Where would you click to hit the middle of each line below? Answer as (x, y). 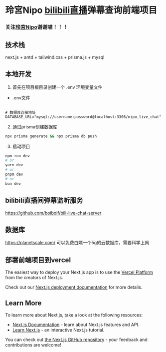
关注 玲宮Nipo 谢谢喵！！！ (37, 27)
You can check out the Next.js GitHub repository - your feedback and (77, 340)
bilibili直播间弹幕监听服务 (44, 200)
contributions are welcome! (33, 345)
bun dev (13, 183)
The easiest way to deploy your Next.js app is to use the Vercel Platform (79, 272)
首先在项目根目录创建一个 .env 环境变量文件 (57, 87)
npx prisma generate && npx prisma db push (51, 136)
